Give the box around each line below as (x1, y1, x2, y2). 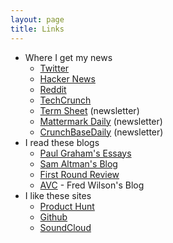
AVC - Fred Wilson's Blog (39, 179, 145, 191)
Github (39, 211, 68, 223)
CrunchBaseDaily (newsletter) (39, 126, 164, 138)
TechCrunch (39, 94, 92, 106)
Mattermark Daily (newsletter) (39, 115, 163, 127)
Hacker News (39, 72, 96, 85)
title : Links (10, 24, 65, 34)
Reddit (39, 83, 67, 95)
